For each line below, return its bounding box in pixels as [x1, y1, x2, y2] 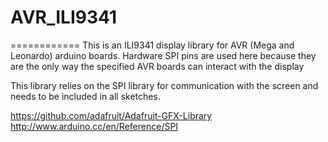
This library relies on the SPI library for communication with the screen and [10, 79, 319, 91]
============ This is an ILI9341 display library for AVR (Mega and [10, 39, 295, 51]
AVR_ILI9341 [10, 6, 118, 29]
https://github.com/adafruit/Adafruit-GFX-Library [10, 109, 213, 121]
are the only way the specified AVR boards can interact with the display [10, 60, 305, 72]
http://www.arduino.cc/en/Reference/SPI [10, 120, 179, 132]
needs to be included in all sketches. [10, 90, 161, 102]
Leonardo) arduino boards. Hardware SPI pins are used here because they [10, 49, 317, 61]
